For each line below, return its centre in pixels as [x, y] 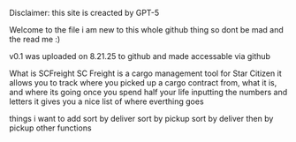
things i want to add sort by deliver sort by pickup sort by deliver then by [141, 119]
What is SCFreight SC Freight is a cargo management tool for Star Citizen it [145, 73]
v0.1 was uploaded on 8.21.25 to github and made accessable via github [140, 56]
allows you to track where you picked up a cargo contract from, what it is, [143, 82]
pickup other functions [50, 128]
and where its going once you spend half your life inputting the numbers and [148, 92]
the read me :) [35, 39]
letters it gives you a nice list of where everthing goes [107, 101]
